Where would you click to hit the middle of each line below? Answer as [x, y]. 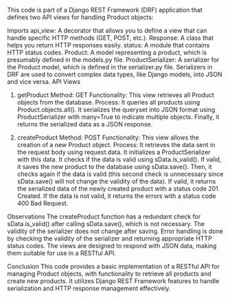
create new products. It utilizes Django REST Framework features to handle [113, 281]
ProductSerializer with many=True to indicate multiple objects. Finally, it [118, 117]
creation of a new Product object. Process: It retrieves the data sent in [116, 145]
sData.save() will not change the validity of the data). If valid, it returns [116, 181]
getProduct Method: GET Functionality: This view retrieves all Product [116, 95]
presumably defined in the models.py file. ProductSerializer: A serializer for [113, 60]
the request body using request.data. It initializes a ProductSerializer [114, 152]
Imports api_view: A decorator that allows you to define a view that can [107, 31]
